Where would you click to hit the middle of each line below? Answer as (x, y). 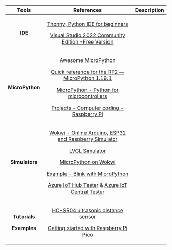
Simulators (24, 162)
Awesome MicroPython (88, 60)
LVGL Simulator (88, 151)
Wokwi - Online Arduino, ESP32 (88, 133)
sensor (88, 216)
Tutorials (24, 216)
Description (149, 10)
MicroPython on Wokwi (88, 162)
